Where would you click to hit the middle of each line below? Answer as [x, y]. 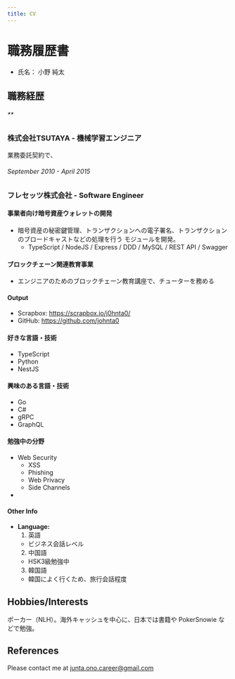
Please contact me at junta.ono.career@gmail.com [81, 668]
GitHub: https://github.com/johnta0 [68, 320]
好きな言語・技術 [32, 337]
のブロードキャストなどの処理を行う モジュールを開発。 [98, 239]
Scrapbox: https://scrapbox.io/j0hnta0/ [74, 313]
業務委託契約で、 [32, 155]
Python [28, 361]
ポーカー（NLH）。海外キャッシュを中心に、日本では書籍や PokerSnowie [112, 619]
